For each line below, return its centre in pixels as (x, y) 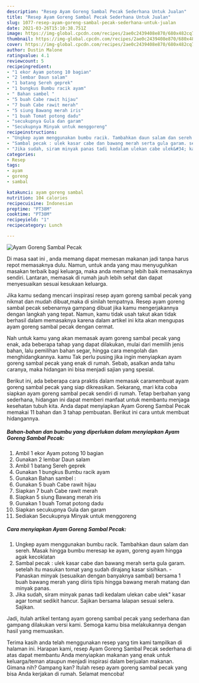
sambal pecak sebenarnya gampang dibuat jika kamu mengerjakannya (93, 308)
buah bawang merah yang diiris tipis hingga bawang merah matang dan (102, 581)
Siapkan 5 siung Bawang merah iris (58, 497)
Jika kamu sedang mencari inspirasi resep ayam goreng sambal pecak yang (99, 295)
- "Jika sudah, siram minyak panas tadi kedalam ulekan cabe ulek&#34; (97, 149)
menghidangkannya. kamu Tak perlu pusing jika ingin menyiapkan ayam (94, 357)
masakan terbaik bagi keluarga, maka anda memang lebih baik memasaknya (99, 271)
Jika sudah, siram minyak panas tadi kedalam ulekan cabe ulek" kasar (100, 594)
